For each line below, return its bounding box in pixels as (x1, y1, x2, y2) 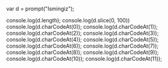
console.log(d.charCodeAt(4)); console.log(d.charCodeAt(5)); (6, 36, 159, 43)
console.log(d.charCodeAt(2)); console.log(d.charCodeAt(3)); (6, 29, 159, 37)
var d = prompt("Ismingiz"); (6, 5, 75, 12)
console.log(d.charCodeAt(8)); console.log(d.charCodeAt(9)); (6, 49, 159, 56)
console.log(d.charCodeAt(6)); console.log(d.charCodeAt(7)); (6, 42, 159, 49)
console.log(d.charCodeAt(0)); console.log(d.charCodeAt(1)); (6, 23, 158, 30)
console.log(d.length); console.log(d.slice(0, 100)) (6, 17, 130, 23)
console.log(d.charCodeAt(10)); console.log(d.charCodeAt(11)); (6, 55, 163, 62)
